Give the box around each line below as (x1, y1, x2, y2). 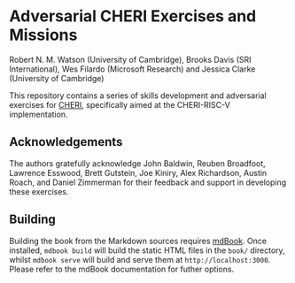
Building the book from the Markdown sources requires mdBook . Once (9, 235, 268, 246)
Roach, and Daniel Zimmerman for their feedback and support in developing (9, 177, 287, 187)
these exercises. (9, 186, 69, 196)
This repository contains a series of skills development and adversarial (9, 90, 268, 101)
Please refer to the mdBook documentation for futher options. (9, 264, 235, 274)
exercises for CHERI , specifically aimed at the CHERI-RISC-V (9, 99, 230, 110)
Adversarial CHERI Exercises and (9, 6, 257, 27)
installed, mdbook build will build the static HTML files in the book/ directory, (9, 245, 285, 256)
